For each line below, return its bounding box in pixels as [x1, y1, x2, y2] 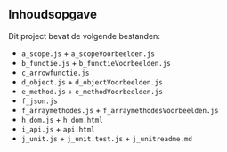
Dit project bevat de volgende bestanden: [8, 30, 161, 41]
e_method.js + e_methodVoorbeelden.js [20, 85, 164, 96]
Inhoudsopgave [8, 7, 97, 22]
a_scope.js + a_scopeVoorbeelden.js [20, 48, 155, 59]
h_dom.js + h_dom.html [20, 114, 103, 124]
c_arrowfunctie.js [20, 68, 90, 77]
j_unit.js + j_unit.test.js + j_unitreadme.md [20, 132, 193, 143]
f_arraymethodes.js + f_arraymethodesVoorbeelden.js [20, 104, 219, 115]
